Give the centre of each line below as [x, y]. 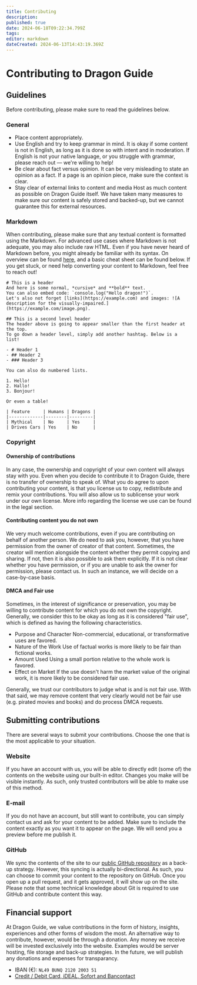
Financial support [39, 913]
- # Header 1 [22, 350]
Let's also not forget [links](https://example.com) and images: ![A [93, 298]
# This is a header [30, 283]
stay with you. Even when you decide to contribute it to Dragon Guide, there [98, 476]
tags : [13, 34]
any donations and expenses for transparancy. [62, 958]
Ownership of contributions [41, 456]
